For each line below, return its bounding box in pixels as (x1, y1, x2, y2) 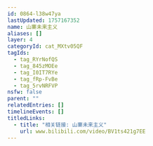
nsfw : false (7, 88, 42, 95)
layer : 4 (7, 36, 33, 44)
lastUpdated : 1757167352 (7, 17, 80, 24)
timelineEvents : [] (7, 108, 65, 115)
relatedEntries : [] (7, 102, 65, 109)
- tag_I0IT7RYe (13, 69, 58, 76)
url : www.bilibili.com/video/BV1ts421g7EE (20, 128, 146, 135)
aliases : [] (7, 29, 42, 37)
